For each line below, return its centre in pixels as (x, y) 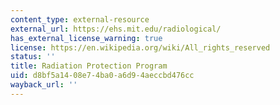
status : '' (33, 57)
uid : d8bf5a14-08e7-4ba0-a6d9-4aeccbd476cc (102, 76)
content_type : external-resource (80, 19)
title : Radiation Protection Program (89, 66)
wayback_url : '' (44, 85)
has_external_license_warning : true (86, 38)
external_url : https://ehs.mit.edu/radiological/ (116, 29)
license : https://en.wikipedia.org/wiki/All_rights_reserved (140, 47)
